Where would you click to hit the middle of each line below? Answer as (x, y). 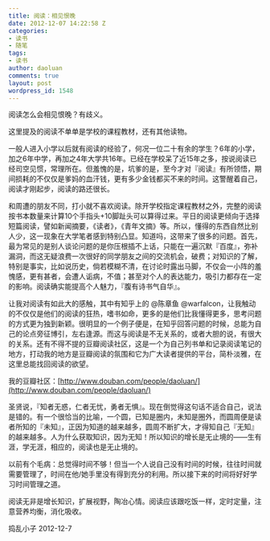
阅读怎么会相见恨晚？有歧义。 (57, 114)
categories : (28, 31)
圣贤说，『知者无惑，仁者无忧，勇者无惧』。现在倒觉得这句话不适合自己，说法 (135, 407)
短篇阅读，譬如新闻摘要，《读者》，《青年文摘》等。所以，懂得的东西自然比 (130, 226)
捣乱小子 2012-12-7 (40, 529)
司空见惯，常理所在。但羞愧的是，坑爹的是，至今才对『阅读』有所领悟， (135, 169)
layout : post (30, 83)
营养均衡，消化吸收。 (50, 511)
